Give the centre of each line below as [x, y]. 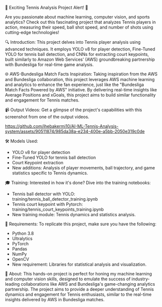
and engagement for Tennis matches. [42, 100]
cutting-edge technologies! [32, 32]
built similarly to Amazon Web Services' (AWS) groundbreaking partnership [80, 59]
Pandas [20, 249]
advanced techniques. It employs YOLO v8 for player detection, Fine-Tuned [80, 49]
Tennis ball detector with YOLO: [44, 194]
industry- [140, 279]
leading [13, 284]
